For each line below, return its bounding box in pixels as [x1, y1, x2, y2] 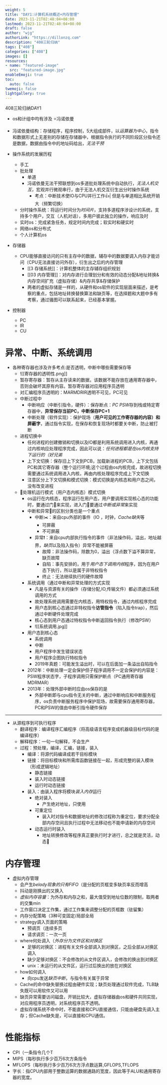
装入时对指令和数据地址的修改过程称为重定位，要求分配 [42, 813, 156, 819]
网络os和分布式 [19, 226, 51, 232]
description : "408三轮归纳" [5, 40, 61, 45]
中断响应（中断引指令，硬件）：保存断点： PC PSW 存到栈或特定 [27, 402, 156, 408]
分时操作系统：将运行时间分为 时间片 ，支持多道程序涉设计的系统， [19, 207, 155, 213]
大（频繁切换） [34, 201, 66, 207]
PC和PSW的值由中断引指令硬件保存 [34, 705, 108, 711]
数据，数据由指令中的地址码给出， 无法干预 [16, 140, 104, 146]
